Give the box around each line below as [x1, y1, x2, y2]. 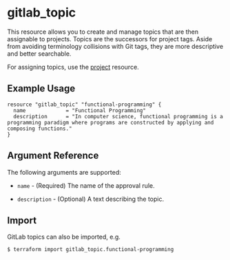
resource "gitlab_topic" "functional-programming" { [7, 101, 162, 108]
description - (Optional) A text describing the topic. [17, 195, 164, 203]
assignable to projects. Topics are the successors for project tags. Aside [7, 34, 213, 43]
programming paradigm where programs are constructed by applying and [7, 119, 214, 126]
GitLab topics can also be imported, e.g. [7, 232, 121, 241]
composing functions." [7, 125, 72, 132]
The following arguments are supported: [7, 168, 122, 176]
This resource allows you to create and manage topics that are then [7, 28, 198, 36]
